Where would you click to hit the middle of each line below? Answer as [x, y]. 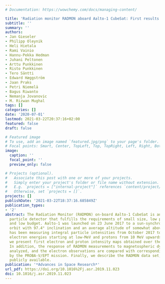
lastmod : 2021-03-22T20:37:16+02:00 [42, 119]
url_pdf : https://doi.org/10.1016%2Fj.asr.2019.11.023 [62, 269]
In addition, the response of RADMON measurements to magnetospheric [82, 246]
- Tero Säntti [20, 73]
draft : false [18, 128]
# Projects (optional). [29, 173]
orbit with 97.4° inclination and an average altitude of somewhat [80, 228]
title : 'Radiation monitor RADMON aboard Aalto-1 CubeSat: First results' [83, 18]
